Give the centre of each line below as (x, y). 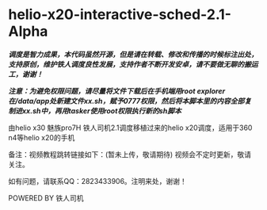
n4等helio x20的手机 (42, 137)
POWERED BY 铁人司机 (46, 198)
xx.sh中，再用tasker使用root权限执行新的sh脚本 (102, 111)
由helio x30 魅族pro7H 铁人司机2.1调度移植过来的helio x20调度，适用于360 (130, 128)
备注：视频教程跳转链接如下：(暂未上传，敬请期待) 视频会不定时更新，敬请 (130, 154)
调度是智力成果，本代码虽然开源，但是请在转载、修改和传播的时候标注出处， (133, 54)
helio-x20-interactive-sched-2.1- (120, 15)
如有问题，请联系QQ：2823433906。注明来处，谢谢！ (98, 181)
